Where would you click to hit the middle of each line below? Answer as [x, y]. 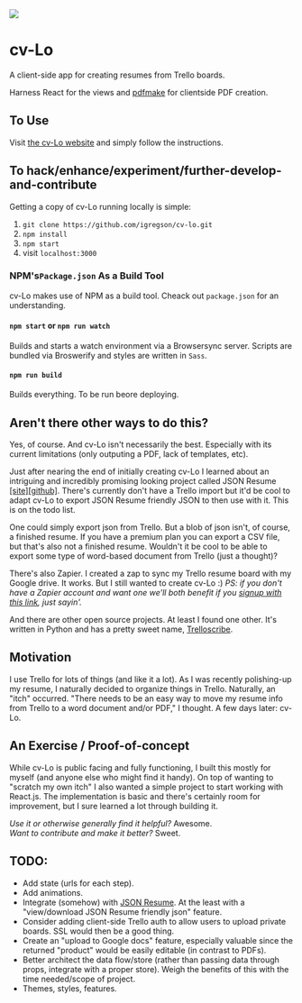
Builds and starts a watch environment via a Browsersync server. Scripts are [151, 346]
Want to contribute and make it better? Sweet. [95, 833]
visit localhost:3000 [59, 252]
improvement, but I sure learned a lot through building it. [114, 806]
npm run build [36, 375]
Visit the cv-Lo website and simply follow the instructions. [116, 142]
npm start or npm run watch [60, 326]
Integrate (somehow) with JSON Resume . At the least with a [133, 902]
